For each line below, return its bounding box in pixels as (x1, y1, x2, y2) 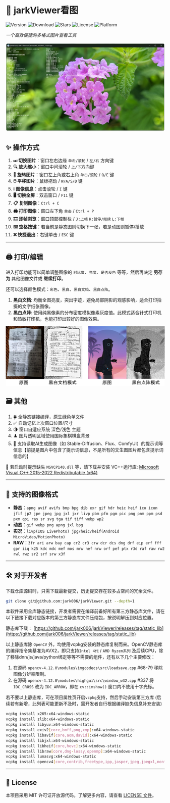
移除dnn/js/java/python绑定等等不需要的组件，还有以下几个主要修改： (10, 654, 155, 660)
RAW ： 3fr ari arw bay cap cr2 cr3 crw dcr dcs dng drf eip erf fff (13, 539, 162, 545)
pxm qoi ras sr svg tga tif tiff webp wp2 (13, 516, 104, 522)
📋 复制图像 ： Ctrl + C (13, 200, 60, 206)
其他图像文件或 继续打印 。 (11, 276, 66, 282)
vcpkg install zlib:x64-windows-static (6, 717, 90, 722)
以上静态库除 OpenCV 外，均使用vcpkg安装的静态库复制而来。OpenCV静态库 (6, 641, 163, 647)
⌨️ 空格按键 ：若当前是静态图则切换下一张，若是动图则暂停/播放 (13, 224, 144, 230)
